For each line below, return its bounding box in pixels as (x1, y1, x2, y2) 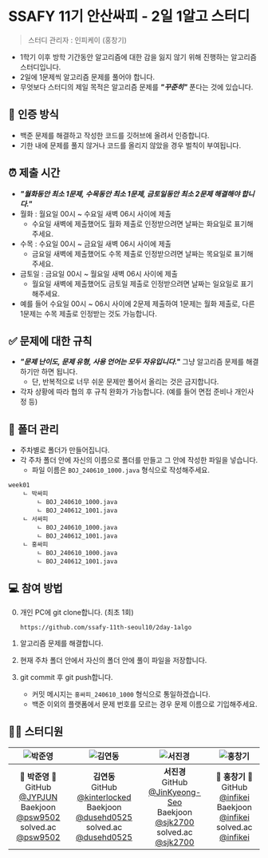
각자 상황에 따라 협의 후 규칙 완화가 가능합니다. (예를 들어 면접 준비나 (19, 387, 233, 396)
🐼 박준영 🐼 (19, 771, 57, 782)
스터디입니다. (19, 62, 61, 72)
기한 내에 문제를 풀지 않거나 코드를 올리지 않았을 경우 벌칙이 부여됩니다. (19, 141, 242, 150)
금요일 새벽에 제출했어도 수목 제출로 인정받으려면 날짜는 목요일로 (31, 248, 233, 258)
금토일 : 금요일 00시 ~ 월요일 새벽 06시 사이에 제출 (19, 268, 178, 278)
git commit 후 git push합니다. (19, 673, 113, 681)
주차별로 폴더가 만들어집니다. (19, 445, 110, 455)
